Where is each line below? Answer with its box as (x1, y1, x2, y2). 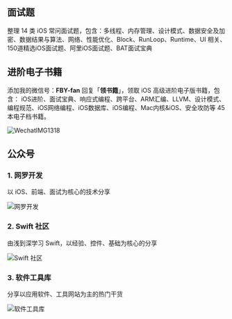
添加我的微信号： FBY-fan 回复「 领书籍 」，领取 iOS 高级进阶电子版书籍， (7, 86, 214, 94)
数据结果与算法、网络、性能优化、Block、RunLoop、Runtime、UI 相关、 (19, 35, 226, 43)
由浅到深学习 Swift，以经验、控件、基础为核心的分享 (7, 239, 158, 247)
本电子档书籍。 (7, 112, 50, 120)
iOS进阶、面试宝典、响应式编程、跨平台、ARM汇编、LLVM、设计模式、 (20, 95, 226, 103)
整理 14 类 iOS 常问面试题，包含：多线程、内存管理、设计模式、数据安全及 (7, 26, 219, 35)
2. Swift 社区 (7, 221, 50, 231)
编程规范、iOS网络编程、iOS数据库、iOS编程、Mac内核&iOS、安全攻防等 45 (7, 103, 226, 111)
